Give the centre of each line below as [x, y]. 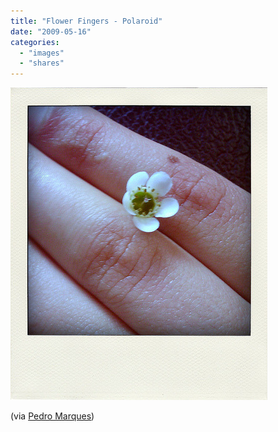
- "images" [42, 53]
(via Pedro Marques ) [52, 416]
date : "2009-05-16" [51, 31]
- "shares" [42, 63]
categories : [35, 42]
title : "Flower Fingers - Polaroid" [86, 21]
